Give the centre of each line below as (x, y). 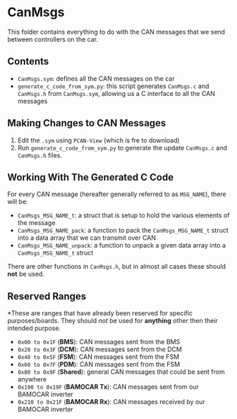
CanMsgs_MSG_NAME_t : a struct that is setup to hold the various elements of (123, 215)
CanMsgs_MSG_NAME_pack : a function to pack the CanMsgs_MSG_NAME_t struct (123, 231)
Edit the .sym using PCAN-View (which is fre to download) (98, 140)
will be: (18, 202)
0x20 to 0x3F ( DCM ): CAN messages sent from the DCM (99, 349)
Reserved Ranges (47, 296)
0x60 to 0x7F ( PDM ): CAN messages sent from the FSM (99, 365)
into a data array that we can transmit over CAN (87, 238)
